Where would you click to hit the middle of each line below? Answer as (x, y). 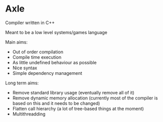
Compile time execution (37, 57)
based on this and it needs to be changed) (56, 103)
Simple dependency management (47, 73)
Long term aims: (22, 83)
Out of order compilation (38, 52)
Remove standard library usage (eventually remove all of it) (73, 92)
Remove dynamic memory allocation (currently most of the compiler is (85, 98)
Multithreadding (29, 114)
